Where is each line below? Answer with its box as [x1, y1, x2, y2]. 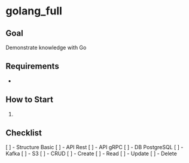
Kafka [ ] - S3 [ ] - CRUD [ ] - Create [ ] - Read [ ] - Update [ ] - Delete [5, 150, 177, 157]
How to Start [5, 95, 53, 105]
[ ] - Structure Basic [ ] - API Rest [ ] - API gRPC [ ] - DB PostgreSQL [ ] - [5, 144, 184, 151]
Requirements [5, 61, 59, 71]
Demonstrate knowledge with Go [5, 44, 87, 51]
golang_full [5, 4, 62, 18]
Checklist [5, 128, 42, 138]
